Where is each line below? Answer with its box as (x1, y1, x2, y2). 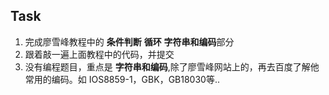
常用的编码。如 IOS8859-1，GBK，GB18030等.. (24, 73, 220, 85)
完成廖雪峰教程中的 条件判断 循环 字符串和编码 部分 (24, 35, 235, 48)
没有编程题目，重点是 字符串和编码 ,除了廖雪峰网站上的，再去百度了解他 (24, 60, 320, 73)
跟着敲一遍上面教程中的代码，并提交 (24, 48, 175, 60)
